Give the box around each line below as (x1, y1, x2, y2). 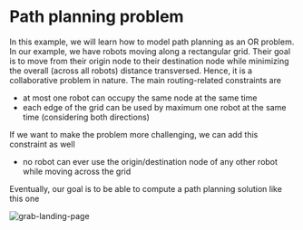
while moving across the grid (22, 166, 132, 177)
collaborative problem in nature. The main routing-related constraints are (9, 74, 281, 85)
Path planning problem (9, 6, 184, 27)
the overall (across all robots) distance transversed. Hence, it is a (9, 65, 252, 76)
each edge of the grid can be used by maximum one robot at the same (22, 101, 287, 112)
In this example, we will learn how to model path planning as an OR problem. (9, 36, 295, 47)
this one (9, 193, 40, 204)
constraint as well (9, 139, 75, 149)
